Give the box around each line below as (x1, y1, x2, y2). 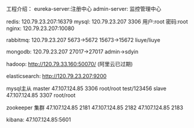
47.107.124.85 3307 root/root (6, 92, 76, 99)
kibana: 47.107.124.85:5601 (6, 116, 71, 123)
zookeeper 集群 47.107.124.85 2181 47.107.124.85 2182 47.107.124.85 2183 (6, 104, 183, 111)
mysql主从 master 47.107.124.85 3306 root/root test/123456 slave (6, 85, 167, 92)
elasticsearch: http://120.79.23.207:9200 (6, 73, 107, 79)
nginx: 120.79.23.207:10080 (6, 25, 75, 32)
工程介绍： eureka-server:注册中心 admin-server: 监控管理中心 (6, 5, 162, 12)
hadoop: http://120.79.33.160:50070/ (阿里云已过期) (6, 61, 133, 67)
